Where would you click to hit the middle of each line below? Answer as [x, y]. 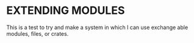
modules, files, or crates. [38, 33]
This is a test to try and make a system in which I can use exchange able [97, 27]
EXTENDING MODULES [66, 11]
